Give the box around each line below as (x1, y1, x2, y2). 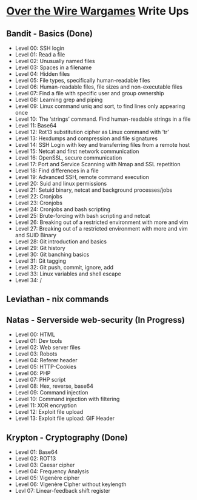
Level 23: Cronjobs (15, 199, 62, 206)
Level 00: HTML (15, 331, 56, 338)
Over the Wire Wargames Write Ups (6, 4, 189, 18)
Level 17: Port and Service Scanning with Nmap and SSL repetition (15, 161, 181, 167)
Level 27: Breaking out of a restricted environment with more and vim (15, 225, 188, 232)
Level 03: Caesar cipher (15, 461, 75, 468)
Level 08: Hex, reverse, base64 (15, 382, 94, 390)
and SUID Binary (15, 232, 56, 238)
